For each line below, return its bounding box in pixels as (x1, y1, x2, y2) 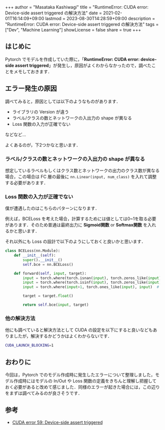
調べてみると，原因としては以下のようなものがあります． (5, 98, 121, 104)
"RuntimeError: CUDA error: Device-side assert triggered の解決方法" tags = (5, 22, 159, 27)
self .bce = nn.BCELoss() (23, 262, 74, 267)
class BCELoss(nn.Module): (5, 248, 60, 254)
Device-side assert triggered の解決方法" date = (5, 10, 102, 16)
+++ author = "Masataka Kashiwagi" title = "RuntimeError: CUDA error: (5, 4, 149, 10)
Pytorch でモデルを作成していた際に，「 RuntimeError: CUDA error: (5, 56, 140, 62)
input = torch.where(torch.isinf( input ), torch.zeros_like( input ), (23, 280, 164, 285)
